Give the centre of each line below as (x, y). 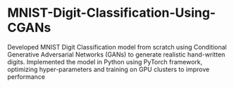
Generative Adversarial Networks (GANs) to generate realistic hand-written (116, 54)
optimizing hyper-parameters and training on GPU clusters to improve (109, 69)
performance (26, 76)
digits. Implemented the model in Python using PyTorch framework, (105, 61)
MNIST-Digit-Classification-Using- (112, 13)
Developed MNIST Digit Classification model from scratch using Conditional (117, 47)
